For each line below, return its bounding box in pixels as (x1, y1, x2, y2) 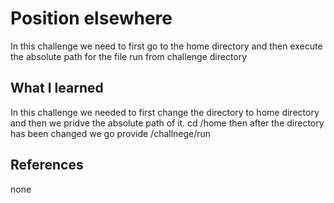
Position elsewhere (10, 7, 173, 30)
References (10, 157, 84, 174)
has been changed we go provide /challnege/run (10, 127, 212, 139)
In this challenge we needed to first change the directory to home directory (10, 106, 320, 118)
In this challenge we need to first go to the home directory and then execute (10, 40, 323, 52)
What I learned (10, 80, 104, 97)
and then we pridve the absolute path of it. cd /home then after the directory (10, 117, 325, 129)
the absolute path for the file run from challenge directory (10, 50, 248, 62)
